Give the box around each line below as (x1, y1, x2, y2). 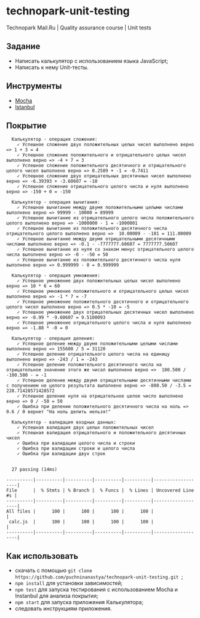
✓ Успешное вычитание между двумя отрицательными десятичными (17, 236, 175, 242)
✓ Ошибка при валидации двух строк (17, 451, 106, 457)
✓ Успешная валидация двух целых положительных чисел (17, 425, 154, 431)
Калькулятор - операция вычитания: (11, 199, 101, 205)
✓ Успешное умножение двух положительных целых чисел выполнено (17, 278, 181, 284)
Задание (6, 41, 41, 51)
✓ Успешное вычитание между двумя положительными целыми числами (17, 205, 184, 211)
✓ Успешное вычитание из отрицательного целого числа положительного (17, 215, 195, 221)
